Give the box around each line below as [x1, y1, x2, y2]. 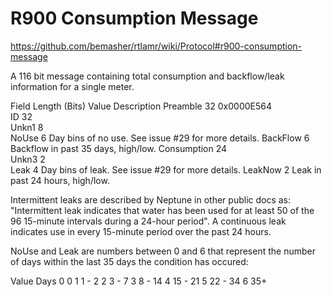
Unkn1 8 [10, 121, 44, 133]
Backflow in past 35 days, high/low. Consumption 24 [10, 142, 228, 154]
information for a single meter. [10, 80, 135, 92]
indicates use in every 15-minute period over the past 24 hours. [10, 225, 272, 237]
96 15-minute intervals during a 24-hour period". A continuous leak [10, 215, 287, 227]
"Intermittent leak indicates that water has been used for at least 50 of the [10, 204, 315, 216]
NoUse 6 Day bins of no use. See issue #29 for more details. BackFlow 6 [10, 132, 310, 144]
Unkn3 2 [10, 153, 46, 165]
